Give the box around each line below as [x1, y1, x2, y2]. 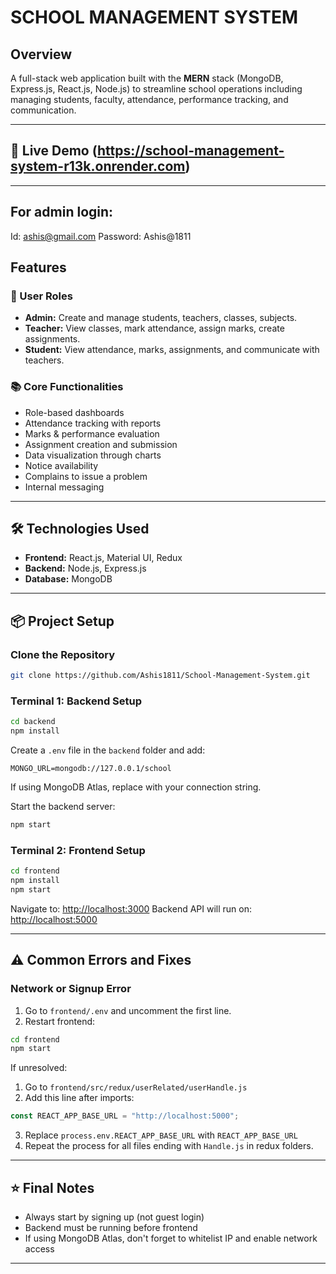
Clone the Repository [10, 647, 116, 661]
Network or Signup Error [10, 982, 132, 996]
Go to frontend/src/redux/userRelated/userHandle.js [24, 1081, 248, 1093]
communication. [10, 104, 77, 116]
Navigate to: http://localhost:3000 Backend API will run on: [10, 902, 252, 915]
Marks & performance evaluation [24, 427, 160, 440]
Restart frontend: [24, 1015, 96, 1027]
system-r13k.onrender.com [10, 158, 186, 175]
